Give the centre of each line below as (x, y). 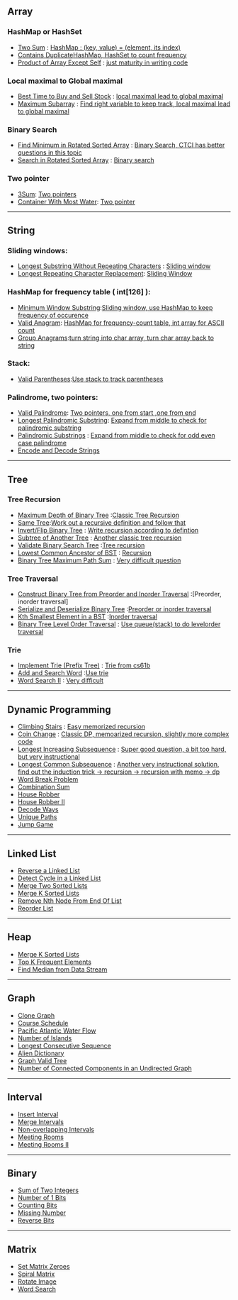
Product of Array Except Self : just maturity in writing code (103, 62)
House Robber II (41, 802)
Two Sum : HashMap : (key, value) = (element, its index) (99, 47)
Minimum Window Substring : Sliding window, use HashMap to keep (115, 307)
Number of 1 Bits (42, 1198)
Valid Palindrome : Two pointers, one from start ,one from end (107, 413)
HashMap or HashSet (45, 32)
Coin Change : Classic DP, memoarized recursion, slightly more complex (123, 734)
